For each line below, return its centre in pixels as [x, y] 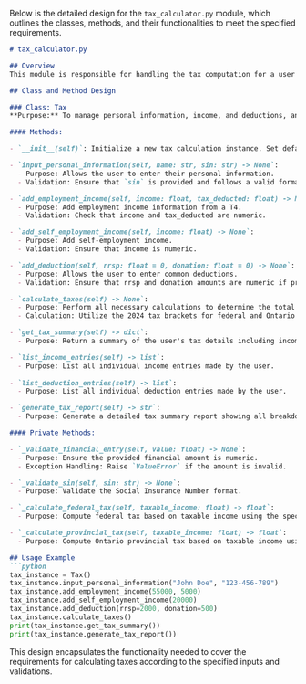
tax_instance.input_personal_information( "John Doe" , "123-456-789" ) [144, 584]
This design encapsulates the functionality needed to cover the [128, 651]
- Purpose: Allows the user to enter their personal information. [146, 174]
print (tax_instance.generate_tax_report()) [93, 634]
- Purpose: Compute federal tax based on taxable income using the [148, 516]
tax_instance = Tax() [51, 574]
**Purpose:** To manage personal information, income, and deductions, [148, 116]
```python [28, 566]
